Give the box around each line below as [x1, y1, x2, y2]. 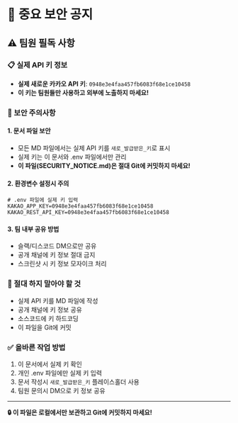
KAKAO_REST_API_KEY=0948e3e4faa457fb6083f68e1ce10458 [7, 209, 170, 216]
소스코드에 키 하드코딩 [17, 314, 79, 322]
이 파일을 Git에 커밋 [17, 323, 72, 332]
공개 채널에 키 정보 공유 [17, 305, 83, 314]
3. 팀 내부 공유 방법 [7, 225, 59, 233]
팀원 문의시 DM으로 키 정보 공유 [17, 387, 106, 395]
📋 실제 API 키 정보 [7, 60, 68, 69]
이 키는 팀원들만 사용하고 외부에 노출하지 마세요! [17, 88, 149, 96]
